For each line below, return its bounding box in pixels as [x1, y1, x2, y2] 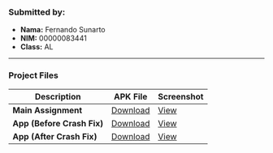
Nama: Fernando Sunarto [19, 25, 106, 35]
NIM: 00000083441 [19, 33, 87, 43]
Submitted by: [8, 6, 66, 18]
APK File [113, 91, 148, 102]
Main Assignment [12, 104, 83, 116]
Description [35, 91, 81, 102]
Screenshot [158, 91, 204, 102]
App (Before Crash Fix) [12, 117, 104, 129]
